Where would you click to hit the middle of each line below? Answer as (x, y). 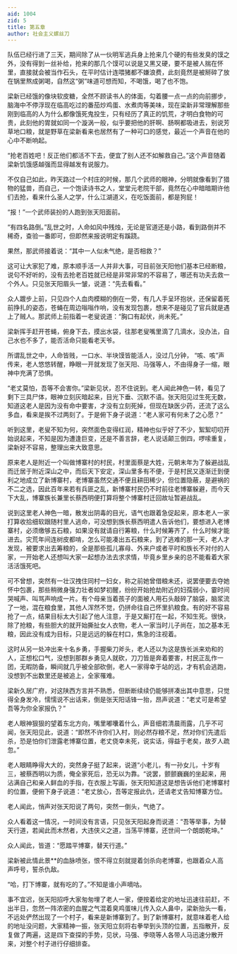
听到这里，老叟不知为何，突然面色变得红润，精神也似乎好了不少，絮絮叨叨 (115, 430)
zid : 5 (17, 21)
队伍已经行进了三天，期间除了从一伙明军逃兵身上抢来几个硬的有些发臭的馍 (115, 54)
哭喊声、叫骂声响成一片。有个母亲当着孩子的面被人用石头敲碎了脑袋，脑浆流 (119, 599)
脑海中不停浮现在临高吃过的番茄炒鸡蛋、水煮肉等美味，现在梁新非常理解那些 (119, 105)
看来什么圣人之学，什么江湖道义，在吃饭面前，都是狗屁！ (115, 197)
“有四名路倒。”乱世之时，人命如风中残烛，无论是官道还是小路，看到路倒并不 (117, 227)
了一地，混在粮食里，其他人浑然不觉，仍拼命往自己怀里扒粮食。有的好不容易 (119, 608)
